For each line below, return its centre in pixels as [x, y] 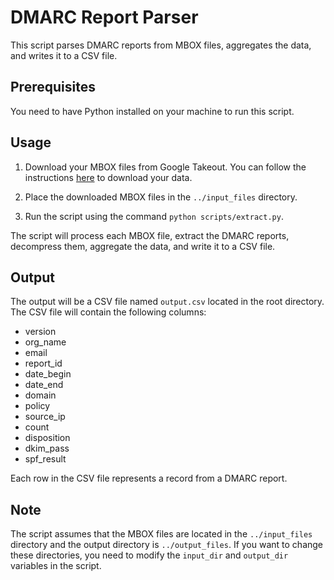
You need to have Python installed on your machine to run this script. [152, 111]
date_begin [48, 374]
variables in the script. [56, 566]
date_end [44, 385]
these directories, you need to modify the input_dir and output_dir [149, 555]
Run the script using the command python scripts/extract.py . [154, 216]
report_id [43, 363]
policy [37, 406]
